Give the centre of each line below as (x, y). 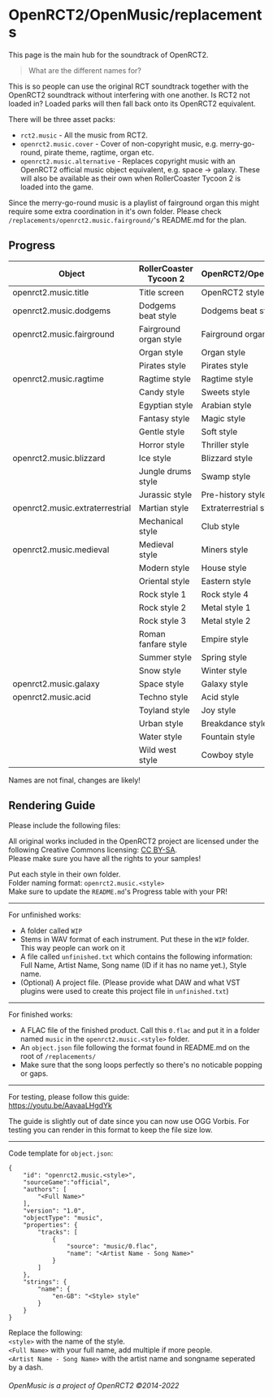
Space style (161, 683)
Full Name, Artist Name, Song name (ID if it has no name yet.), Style (133, 965)
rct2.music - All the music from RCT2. (84, 135)
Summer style (165, 657)
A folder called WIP (51, 930)
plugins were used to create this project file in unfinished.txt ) (124, 991)
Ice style (155, 458)
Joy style (219, 710)
